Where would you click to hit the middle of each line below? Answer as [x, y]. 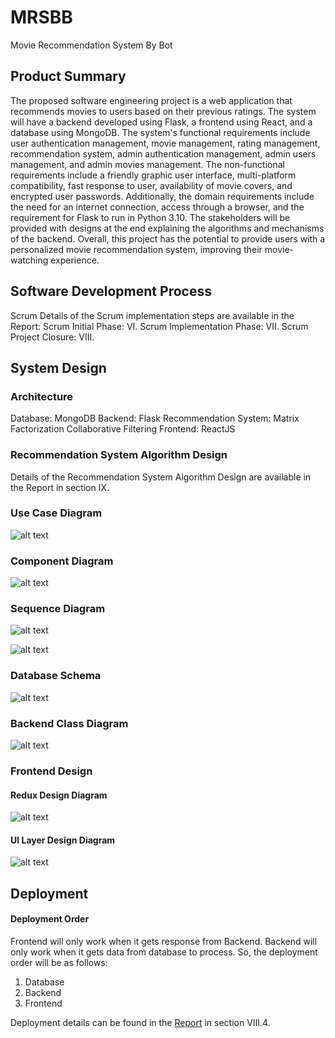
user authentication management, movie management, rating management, [165, 143]
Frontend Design [51, 771]
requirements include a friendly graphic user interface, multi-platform [153, 175]
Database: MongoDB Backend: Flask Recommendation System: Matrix [155, 418]
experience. [75, 260]
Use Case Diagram [56, 513]
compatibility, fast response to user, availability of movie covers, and [151, 185]
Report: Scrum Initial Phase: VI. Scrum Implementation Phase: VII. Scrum [159, 326]
